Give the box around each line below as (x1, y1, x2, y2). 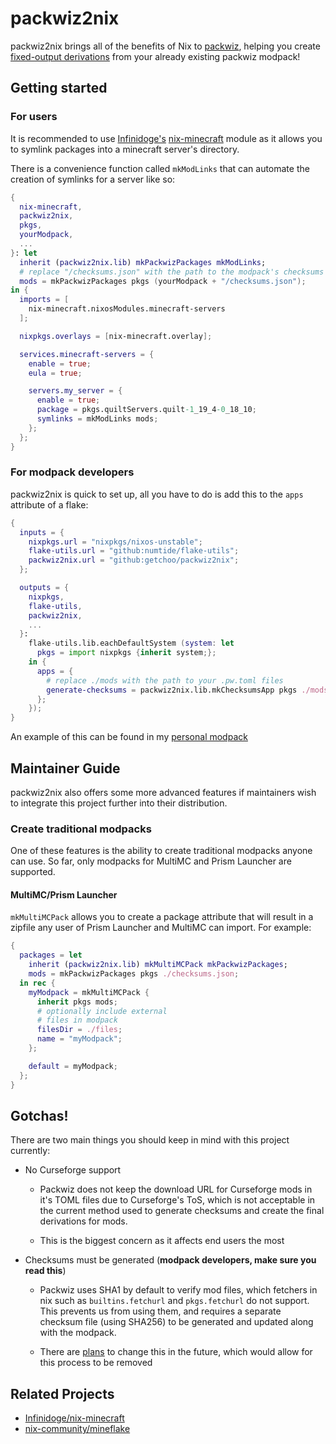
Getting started (10, 80, 108, 97)
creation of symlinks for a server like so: (10, 173, 176, 185)
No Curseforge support (24, 1164, 122, 1176)
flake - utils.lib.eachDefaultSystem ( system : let (28, 638, 235, 649)
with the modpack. (39, 1327, 117, 1339)
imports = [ (19, 295, 70, 305)
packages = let (19, 950, 83, 961)
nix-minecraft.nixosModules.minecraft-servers (28, 304, 226, 314)
